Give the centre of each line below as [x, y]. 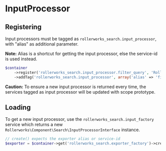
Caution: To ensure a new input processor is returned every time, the [76, 87]
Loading [18, 108]
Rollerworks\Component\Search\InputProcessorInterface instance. [73, 130]
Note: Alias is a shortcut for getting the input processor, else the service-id [82, 53]
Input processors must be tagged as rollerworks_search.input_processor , [81, 39]
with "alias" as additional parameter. [42, 44]
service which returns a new [34, 125]
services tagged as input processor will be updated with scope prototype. [80, 92]
